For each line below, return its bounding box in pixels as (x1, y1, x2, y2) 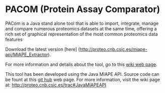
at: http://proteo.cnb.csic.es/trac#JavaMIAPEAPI (5, 82, 106, 88)
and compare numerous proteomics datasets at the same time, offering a (5, 25, 157, 31)
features (5, 36, 23, 42)
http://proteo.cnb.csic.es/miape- (80, 46, 148, 52)
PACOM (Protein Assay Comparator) (5, 4, 160, 15)
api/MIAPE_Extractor (5, 52, 48, 58)
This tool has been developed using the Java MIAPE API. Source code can (5, 71, 160, 77)
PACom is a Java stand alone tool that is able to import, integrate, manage (5, 20, 159, 26)
